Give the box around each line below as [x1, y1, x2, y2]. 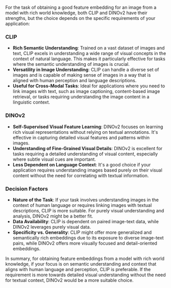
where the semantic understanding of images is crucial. [12, 61, 130, 67]
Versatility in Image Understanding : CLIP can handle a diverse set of [12, 66, 159, 73]
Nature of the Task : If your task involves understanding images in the [12, 197, 159, 203]
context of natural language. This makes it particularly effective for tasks [12, 56, 166, 62]
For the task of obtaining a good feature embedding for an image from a [5, 5, 157, 10]
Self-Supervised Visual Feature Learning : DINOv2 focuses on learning [12, 124, 163, 130]
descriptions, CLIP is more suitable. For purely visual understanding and [12, 207, 164, 213]
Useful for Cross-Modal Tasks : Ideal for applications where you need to [12, 83, 165, 89]
